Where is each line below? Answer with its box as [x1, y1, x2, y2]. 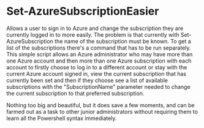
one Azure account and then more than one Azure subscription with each [6, 57, 192, 64]
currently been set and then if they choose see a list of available [6, 77, 168, 84]
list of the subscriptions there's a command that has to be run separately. [6, 44, 191, 51]
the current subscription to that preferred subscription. [6, 89, 145, 97]
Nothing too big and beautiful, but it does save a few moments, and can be [6, 101, 195, 108]
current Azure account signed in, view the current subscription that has [6, 70, 187, 77]
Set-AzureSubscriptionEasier [6, 4, 159, 18]
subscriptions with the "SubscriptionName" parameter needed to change [6, 83, 191, 90]
